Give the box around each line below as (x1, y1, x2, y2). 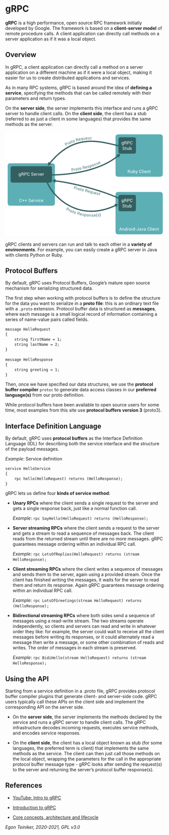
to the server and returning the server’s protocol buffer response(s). (12, 766, 154, 772)
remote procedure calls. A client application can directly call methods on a (5, 30, 160, 36)
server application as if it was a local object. (5, 36, 97, 42)
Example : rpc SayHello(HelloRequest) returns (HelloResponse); (12, 515, 149, 521)
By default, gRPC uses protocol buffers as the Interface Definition (5, 435, 143, 441)
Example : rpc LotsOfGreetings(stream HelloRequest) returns (12, 597, 142, 604)
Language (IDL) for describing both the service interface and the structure (5, 441, 160, 447)
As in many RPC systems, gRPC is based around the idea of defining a (5, 84, 152, 90)
